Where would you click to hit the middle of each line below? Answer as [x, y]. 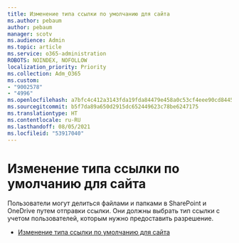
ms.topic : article [34, 47]
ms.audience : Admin [36, 41]
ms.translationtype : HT [43, 113]
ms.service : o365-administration [57, 54]
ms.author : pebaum [34, 21]
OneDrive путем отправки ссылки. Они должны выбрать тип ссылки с [114, 211]
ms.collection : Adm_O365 [44, 73]
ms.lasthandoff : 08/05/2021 [49, 126]
